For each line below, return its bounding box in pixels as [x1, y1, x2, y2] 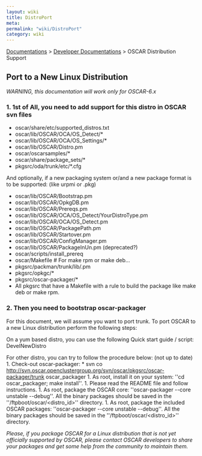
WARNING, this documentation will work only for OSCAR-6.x [6, 88, 157, 95]
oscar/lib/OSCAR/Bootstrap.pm [14, 193, 93, 200]
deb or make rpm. [14, 289, 60, 296]
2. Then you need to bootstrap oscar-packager [6, 304, 147, 312]
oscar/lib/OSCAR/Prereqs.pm [14, 205, 88, 213]
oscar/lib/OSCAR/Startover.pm [14, 231, 91, 239]
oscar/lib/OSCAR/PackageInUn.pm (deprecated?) [14, 244, 138, 251]
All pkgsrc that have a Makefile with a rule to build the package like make [14, 282, 196, 290]
